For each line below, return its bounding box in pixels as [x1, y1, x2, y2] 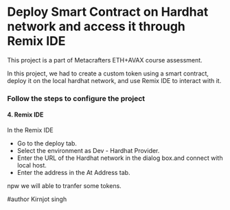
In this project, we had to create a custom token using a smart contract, [7, 69, 209, 78]
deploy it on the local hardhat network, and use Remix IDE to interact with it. [7, 76, 222, 84]
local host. [16, 161, 47, 170]
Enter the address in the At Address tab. [16, 169, 130, 177]
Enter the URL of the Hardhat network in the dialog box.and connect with [16, 154, 223, 162]
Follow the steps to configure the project [7, 93, 146, 103]
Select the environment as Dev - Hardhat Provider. [16, 147, 160, 155]
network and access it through [7, 19, 185, 34]
